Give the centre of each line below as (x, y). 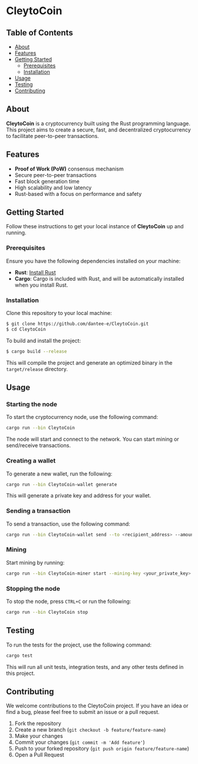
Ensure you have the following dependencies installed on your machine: (93, 261)
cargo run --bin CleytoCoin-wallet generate (62, 484)
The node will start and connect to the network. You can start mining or (93, 439)
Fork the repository (38, 723)
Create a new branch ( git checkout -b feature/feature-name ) (90, 730)
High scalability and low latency (53, 188)
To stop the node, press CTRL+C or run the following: (69, 601)
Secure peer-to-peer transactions (56, 175)
